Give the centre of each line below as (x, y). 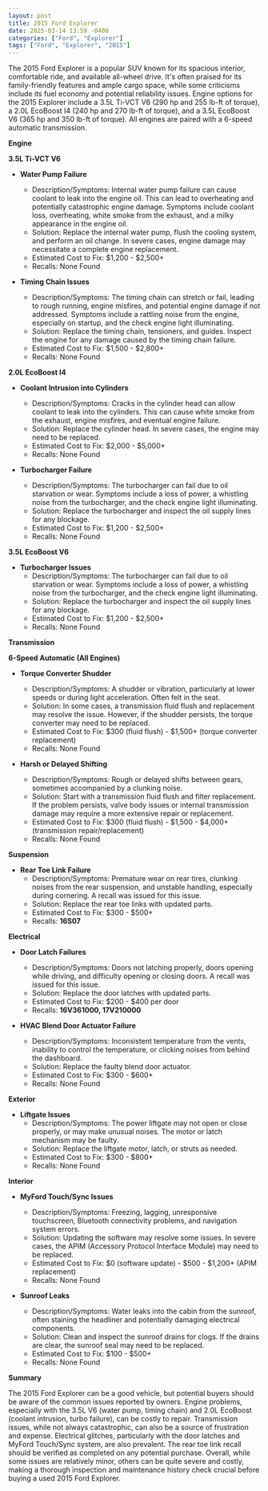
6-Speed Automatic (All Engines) (64, 658)
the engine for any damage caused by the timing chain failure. (134, 340)
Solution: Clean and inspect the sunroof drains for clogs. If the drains (146, 1337)
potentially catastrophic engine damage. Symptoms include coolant (143, 207)
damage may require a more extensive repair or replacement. (133, 814)
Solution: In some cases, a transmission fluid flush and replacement (143, 706)
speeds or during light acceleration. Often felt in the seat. (126, 698)
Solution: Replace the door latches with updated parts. (122, 993)
